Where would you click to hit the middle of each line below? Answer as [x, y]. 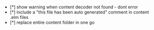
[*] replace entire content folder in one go [52, 22]
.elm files [19, 17]
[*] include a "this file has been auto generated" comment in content [79, 12]
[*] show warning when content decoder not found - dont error [74, 7]
